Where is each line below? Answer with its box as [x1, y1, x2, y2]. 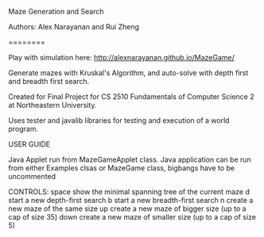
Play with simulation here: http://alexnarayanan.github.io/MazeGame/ [8, 53, 235, 62]
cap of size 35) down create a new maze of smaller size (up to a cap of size [8, 212, 257, 221]
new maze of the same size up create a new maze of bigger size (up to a [8, 204, 247, 213]
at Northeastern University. [8, 101, 97, 109]
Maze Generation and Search [8, 7, 104, 16]
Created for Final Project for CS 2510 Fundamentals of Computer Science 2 [8, 92, 254, 101]
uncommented [8, 172, 56, 181]
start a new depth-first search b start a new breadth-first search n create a [8, 196, 254, 205]
